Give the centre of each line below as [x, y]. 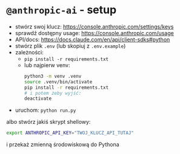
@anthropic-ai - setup [62, 10]
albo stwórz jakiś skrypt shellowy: [48, 122]
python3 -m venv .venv [53, 76]
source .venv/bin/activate [58, 82]
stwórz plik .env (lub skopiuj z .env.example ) [70, 46]
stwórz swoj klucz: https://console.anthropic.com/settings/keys [94, 27]
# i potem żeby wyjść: [53, 93]
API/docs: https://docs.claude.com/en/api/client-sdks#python [92, 39]
